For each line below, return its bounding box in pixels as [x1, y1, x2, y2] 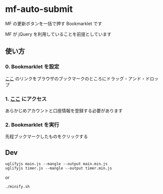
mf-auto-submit [5, 3, 73, 15]
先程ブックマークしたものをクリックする [5, 133, 88, 140]
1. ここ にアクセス [5, 96, 47, 102]
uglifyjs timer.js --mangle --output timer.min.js [5, 166, 112, 171]
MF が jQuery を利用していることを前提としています [5, 31, 112, 37]
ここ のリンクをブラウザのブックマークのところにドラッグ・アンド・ [5, 76, 146, 82]
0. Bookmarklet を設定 [5, 63, 60, 70]
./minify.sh [5, 184, 30, 190]
